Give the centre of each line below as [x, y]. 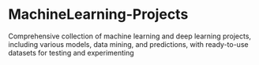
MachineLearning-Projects [98, 14]
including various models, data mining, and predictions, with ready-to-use [128, 44]
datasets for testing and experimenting [71, 52]
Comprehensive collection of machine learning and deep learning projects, [129, 36]
